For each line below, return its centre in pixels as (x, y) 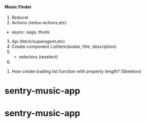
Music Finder (18, 7)
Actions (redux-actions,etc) (39, 23)
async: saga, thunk (30, 32)
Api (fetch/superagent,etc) (38, 42)
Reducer (20, 17)
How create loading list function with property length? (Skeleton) (76, 71)
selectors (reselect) (38, 57)
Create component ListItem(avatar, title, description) (64, 46)
